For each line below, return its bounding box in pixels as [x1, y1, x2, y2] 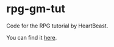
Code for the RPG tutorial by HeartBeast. [6, 22, 109, 29]
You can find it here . [6, 34, 57, 41]
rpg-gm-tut [6, 2, 66, 16]
